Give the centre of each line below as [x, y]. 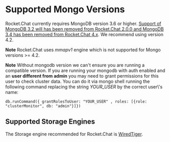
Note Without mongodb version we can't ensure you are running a [75, 65]
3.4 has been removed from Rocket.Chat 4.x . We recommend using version [84, 34]
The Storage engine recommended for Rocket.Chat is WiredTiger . [74, 134]
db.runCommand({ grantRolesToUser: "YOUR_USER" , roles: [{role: [76, 101]
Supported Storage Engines [50, 122]
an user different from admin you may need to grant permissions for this [82, 76]
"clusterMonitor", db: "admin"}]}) [43, 106]
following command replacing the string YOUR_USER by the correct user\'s [84, 87]
